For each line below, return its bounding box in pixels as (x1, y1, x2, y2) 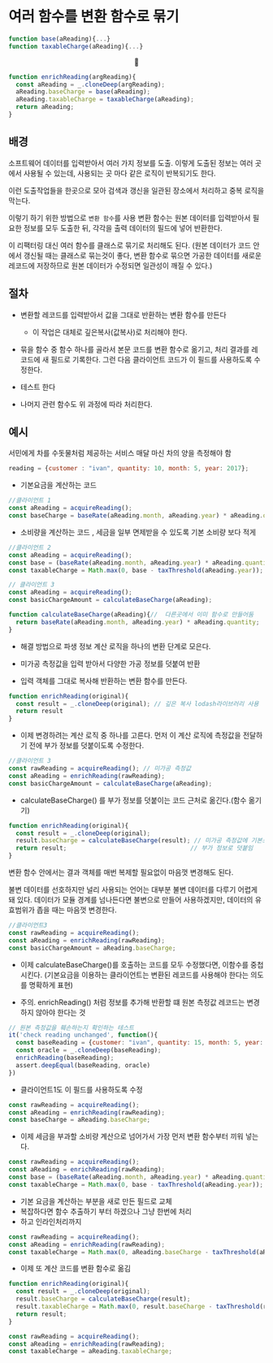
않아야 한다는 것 (35, 1007, 86, 1017)
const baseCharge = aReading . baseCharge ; (8, 1116, 151, 1124)
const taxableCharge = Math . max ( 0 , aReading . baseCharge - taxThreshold (8, 1248, 256, 1256)
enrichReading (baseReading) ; (15, 1054, 115, 1062)
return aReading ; (15, 103, 75, 111)
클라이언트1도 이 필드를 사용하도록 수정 (19, 1084, 144, 1094)
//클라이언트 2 (8, 543, 51, 552)
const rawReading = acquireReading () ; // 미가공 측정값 (8, 764, 192, 772)
